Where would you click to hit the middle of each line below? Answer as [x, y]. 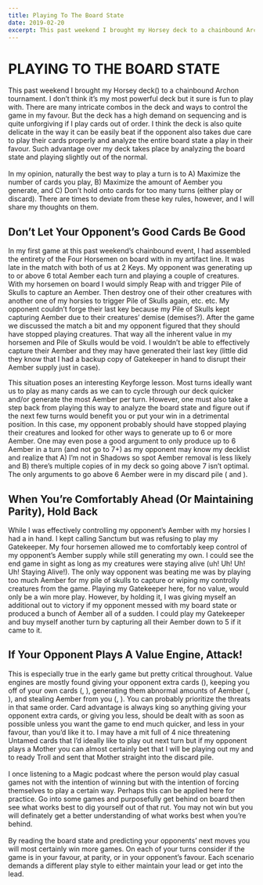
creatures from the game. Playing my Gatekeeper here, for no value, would [128, 588]
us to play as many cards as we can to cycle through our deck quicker [121, 391]
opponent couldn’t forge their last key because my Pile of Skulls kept [119, 309]
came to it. [25, 630]
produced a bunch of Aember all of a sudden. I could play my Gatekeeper [126, 614]
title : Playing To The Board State [66, 15]
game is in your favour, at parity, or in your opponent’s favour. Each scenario [131, 857]
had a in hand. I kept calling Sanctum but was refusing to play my [113, 538]
